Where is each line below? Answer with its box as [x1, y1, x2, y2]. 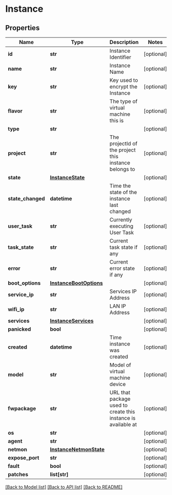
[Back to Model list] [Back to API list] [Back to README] [5, 484, 123, 490]
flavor [8, 107, 23, 114]
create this [109, 408, 135, 415]
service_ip [8, 291, 34, 298]
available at [109, 421, 137, 428]
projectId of [109, 140, 138, 147]
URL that [109, 389, 131, 396]
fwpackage [8, 405, 36, 412]
